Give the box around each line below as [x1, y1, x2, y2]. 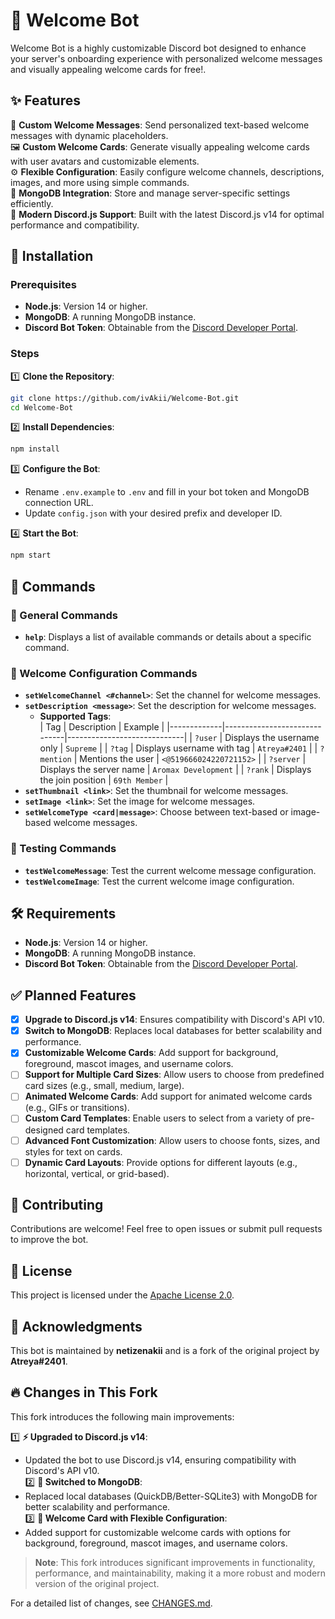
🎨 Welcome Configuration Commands [10, 666, 198, 680]
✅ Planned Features [10, 987, 137, 1004]
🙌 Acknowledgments [10, 1318, 143, 1335]
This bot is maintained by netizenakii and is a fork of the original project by [10, 1345, 320, 1357]
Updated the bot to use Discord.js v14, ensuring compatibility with [24, 1454, 297, 1466]
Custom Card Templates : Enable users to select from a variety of [24, 1112, 295, 1124]
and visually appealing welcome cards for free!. [10, 63, 207, 75]
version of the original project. [34, 1577, 160, 1589]
